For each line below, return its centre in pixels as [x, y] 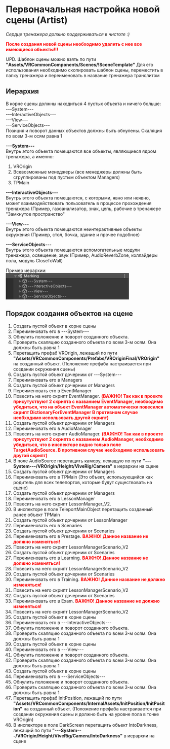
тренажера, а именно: [30, 156]
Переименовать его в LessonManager [54, 498]
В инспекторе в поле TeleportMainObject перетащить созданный [83, 509]
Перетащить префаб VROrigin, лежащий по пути [65, 353]
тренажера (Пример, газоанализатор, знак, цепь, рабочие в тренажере [83, 209]
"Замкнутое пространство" [35, 214]
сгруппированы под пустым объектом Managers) [67, 177]
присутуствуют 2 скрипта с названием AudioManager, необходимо [88, 439]
